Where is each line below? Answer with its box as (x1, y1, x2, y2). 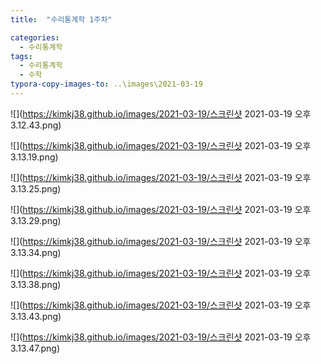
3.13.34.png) (10, 246, 62, 258)
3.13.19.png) (10, 151, 59, 163)
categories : (10, 32, 60, 43)
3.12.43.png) (10, 119, 62, 131)
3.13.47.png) (10, 342, 61, 354)
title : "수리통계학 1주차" (10, 14, 113, 25)
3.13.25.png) (10, 182, 62, 195)
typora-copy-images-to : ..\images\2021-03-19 (10, 79, 203, 90)
